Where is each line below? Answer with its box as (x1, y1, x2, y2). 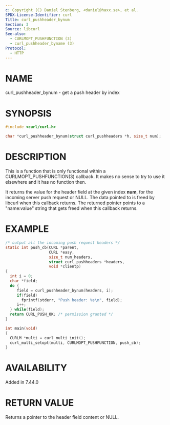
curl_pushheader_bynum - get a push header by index (5, 89, 120, 95)
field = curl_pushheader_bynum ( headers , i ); (16, 288, 114, 293)
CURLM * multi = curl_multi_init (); (10, 335, 86, 340)
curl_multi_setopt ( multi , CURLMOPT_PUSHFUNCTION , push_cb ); (10, 340, 141, 345)
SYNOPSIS (5, 107, 52, 119)
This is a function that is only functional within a (5, 168, 106, 175)
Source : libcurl (5, 27, 40, 32)
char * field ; (10, 278, 38, 283)
